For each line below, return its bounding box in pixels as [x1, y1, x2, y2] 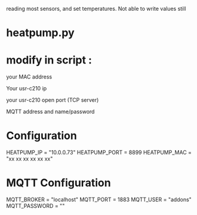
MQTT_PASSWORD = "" [6, 202, 65, 209]
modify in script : [6, 53, 93, 67]
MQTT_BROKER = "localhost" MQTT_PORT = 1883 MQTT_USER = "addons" [6, 196, 192, 203]
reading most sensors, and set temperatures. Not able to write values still [6, 5, 186, 12]
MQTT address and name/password [6, 108, 95, 116]
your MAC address [6, 73, 53, 80]
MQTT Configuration [6, 176, 112, 190]
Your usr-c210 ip [6, 85, 47, 92]
